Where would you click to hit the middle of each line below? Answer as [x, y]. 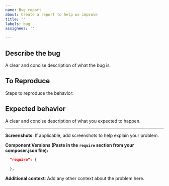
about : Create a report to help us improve [52, 15]
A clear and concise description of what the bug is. [58, 65]
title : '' [16, 19]
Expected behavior [35, 109]
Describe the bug [33, 53]
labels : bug [18, 24]
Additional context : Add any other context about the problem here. [75, 178]
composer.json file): [27, 150]
